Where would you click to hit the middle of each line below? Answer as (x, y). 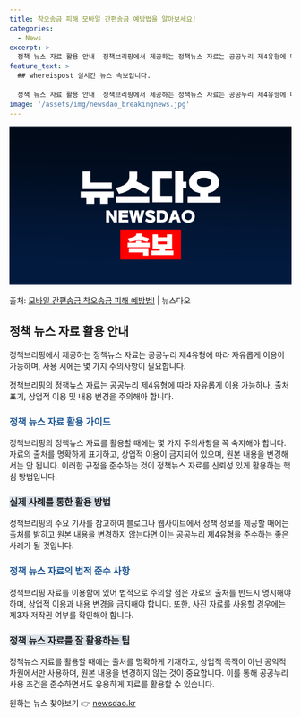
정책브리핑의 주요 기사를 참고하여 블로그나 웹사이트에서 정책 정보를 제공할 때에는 (149, 523)
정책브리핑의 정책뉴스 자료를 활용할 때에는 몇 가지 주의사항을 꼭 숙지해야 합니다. (148, 443)
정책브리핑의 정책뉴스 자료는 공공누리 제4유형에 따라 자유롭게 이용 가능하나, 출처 (149, 385)
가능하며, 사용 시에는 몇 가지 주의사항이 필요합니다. (98, 366)
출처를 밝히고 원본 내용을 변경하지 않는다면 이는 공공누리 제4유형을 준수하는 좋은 (149, 535)
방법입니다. (38, 477)
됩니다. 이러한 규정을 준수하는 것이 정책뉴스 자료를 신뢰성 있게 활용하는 (159, 466)
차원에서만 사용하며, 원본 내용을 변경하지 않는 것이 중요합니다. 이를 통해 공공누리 (149, 673)
